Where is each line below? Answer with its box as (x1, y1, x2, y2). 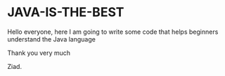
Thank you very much (7, 49, 71, 57)
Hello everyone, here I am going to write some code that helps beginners (7, 27, 219, 36)
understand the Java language (7, 34, 96, 43)
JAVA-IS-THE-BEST (7, 4, 124, 20)
